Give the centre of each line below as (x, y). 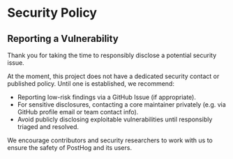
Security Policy (52, 13)
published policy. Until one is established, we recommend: (91, 84)
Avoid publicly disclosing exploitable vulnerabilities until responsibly (115, 119)
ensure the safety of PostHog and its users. (70, 147)
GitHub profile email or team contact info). (78, 112)
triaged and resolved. (48, 127)
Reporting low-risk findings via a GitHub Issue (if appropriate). (107, 97)
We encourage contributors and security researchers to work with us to (110, 140)
